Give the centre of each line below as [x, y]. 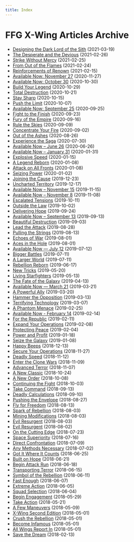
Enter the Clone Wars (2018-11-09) [49, 362]
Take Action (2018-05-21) [39, 502]
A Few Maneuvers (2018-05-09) [46, 507]
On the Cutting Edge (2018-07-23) [48, 432]
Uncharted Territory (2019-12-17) [47, 184]
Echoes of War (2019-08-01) [42, 238]
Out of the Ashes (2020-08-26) [45, 135]
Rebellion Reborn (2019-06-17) [44, 265]
